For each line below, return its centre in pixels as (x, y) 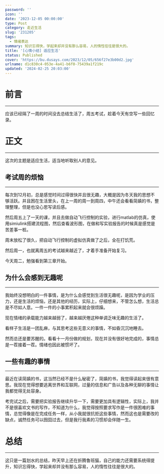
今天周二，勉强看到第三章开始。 (37, 261)
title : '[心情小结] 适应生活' (33, 50)
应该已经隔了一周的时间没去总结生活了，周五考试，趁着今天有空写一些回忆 (80, 114)
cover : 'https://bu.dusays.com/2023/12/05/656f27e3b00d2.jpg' (70, 60)
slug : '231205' (20, 32)
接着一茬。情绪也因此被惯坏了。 (50, 344)
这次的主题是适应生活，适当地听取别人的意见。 (52, 160)
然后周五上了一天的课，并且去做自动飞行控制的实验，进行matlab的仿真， (78, 217)
